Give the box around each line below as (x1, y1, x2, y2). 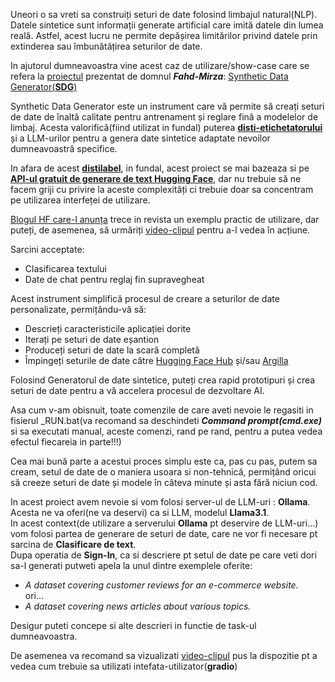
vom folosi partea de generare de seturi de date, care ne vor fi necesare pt (10, 528, 318, 539)
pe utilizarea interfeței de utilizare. (10, 194, 151, 206)
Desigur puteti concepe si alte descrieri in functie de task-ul (10, 620, 257, 631)
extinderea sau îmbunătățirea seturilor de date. (10, 40, 203, 52)
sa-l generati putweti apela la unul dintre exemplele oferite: (10, 560, 253, 571)
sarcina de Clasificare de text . (10, 539, 137, 550)
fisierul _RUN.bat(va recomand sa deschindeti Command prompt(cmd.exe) (10, 415, 323, 426)
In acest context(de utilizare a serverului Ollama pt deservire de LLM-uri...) (10, 517, 319, 529)
